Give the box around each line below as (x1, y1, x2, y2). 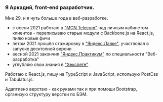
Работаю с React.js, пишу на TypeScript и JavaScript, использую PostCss (5, 71, 158, 77)
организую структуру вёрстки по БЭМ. (5, 91, 88, 98)
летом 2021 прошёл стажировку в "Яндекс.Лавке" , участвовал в (12, 41, 149, 47)
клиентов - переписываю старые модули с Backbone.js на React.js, (12, 30, 155, 36)
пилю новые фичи (12, 35, 50, 41)
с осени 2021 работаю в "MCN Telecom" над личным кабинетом (12, 25, 148, 31)
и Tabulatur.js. (5, 76, 34, 83)
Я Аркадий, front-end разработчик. (5, 4, 95, 11)
